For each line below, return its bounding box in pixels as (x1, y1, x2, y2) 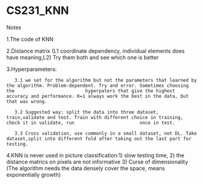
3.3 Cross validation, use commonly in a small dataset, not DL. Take (14, 130, 198, 137)
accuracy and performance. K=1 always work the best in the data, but (6, 93, 189, 99)
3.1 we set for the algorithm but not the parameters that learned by (14, 77, 198, 83)
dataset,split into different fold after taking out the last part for (6, 135, 191, 141)
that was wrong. (6, 98, 47, 104)
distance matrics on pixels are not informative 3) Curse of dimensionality (6, 158, 188, 165)
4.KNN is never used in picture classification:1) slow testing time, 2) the (6, 151, 185, 158)
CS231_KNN (6, 4, 69, 18)
